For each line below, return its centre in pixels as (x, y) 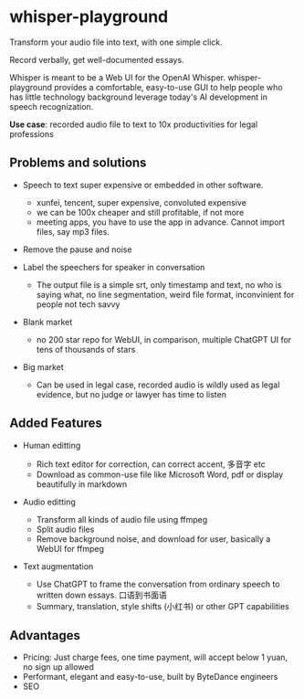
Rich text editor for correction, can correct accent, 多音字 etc (151, 464)
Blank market (47, 322)
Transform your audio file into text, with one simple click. (116, 42)
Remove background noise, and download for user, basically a (153, 539)
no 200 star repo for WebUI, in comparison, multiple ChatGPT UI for (164, 339)
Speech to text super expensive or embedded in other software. (143, 185)
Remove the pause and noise (77, 249)
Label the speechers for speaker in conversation (114, 267)
